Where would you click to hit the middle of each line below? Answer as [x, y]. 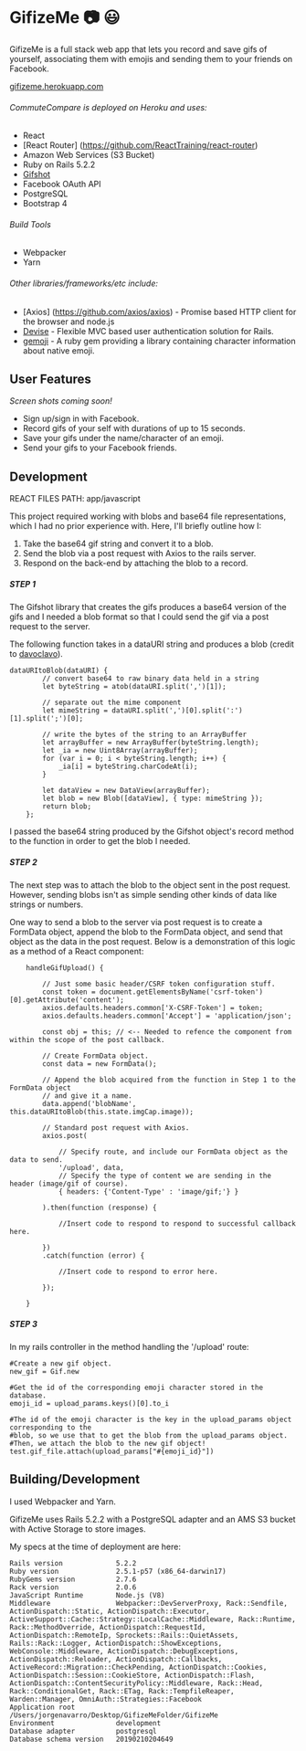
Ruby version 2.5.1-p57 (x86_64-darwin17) [118, 1571]
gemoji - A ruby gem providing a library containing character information [159, 341]
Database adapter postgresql [83, 1731]
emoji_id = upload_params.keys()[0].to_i [90, 1404]
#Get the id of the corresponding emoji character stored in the [136, 1388]
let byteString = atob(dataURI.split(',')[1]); [134, 687]
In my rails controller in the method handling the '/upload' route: [129, 1347]
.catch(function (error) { [94, 1256]
